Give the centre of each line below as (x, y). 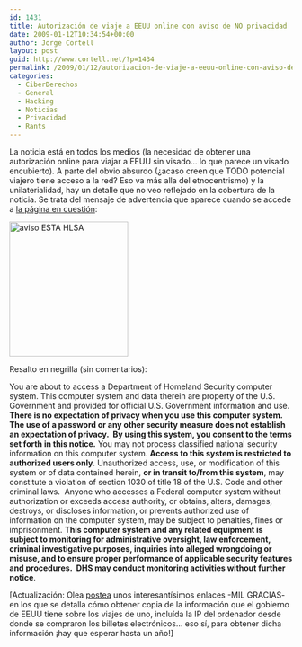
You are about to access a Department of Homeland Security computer (141, 386)
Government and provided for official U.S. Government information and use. (150, 406)
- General (36, 93)
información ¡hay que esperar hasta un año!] (91, 633)
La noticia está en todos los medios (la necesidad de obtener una (130, 152)
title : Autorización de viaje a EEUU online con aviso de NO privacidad (148, 26)
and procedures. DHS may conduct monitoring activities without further (147, 568)
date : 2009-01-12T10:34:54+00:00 (72, 34)
